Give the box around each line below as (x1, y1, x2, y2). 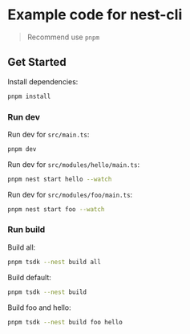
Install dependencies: (7, 76, 79, 86)
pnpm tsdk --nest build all (7, 258, 102, 266)
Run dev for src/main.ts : (7, 129, 90, 139)
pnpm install (7, 92, 51, 100)
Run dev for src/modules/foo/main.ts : (7, 189, 133, 199)
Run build (7, 224, 46, 235)
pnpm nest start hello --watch (7, 175, 112, 183)
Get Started (7, 55, 67, 69)
